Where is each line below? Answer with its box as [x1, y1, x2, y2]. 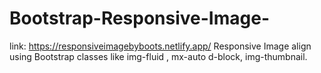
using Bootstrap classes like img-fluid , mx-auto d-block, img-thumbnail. [9, 50, 308, 62]
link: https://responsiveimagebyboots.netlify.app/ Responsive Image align [9, 40, 312, 52]
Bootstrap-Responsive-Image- [9, 7, 271, 30]
